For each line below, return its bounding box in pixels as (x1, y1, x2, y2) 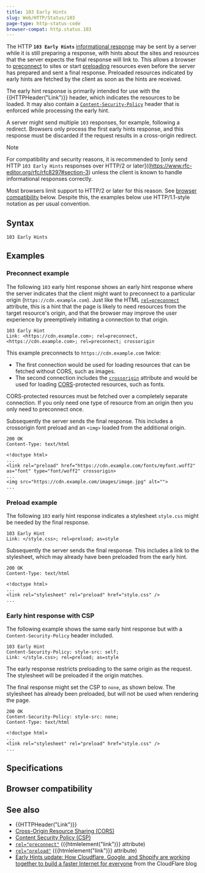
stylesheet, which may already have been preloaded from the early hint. (6, 553, 188, 561)
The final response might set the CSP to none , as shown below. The (6, 683, 176, 691)
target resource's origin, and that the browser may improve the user (6, 309, 177, 317)
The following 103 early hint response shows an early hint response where (6, 283, 193, 290)
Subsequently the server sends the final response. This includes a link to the (6, 547, 199, 554)
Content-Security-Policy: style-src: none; (6, 714, 119, 720)
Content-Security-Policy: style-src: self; (6, 649, 119, 655)
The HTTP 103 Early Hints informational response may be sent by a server (6, 43, 197, 50)
